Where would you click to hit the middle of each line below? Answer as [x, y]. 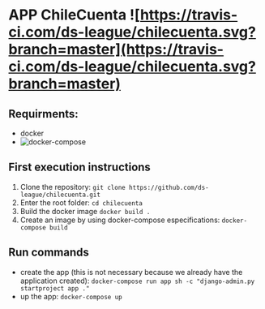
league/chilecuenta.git [60, 195]
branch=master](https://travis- [116, 49]
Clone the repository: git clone [73, 187]
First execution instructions [80, 167]
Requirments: [43, 114]
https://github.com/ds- [169, 187]
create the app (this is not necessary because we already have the [131, 272]
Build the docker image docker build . [85, 211]
